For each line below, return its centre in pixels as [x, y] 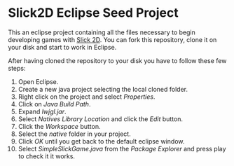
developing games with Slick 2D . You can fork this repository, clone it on [112, 39]
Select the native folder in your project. [75, 134]
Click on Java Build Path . [54, 104]
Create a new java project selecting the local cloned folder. [103, 89]
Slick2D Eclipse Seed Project [94, 13]
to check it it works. [47, 156]
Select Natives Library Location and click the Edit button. [100, 119]
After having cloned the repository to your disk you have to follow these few [117, 60]
